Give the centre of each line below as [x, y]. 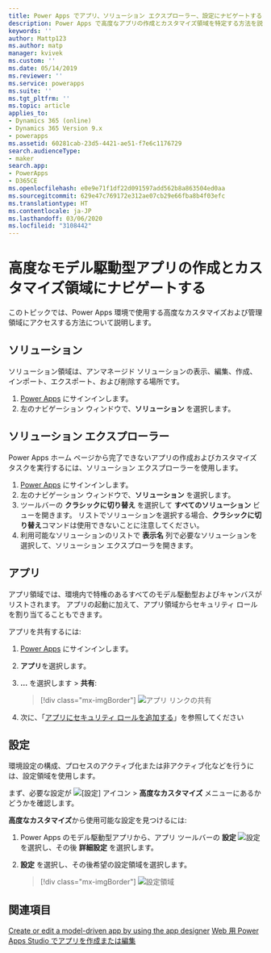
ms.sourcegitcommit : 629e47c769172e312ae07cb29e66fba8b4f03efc [117, 196]
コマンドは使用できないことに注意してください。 [123, 525]
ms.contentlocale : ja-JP [50, 211]
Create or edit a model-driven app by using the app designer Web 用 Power [134, 931]
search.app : [28, 166]
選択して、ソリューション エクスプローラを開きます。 [108, 545]
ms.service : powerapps [46, 83]
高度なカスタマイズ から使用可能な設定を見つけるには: [98, 821]
